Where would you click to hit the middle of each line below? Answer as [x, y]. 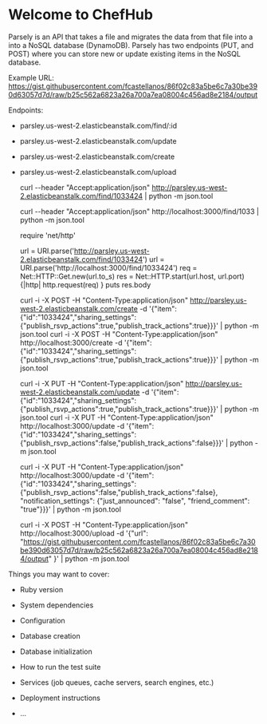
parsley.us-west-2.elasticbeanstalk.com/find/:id [98, 125]
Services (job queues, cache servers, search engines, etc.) [117, 682]
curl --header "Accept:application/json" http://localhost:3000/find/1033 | [139, 211]
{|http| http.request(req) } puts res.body [85, 284]
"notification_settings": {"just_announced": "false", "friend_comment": [135, 500]
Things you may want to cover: [59, 574]
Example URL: [31, 77]
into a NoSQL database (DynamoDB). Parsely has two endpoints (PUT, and [131, 45]
